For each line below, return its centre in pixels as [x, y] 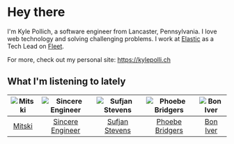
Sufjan [118, 121]
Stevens [117, 130]
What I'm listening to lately [67, 82]
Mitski [23, 126]
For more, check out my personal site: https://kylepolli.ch [89, 59]
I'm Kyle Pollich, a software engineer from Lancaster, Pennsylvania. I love [112, 31]
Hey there [36, 12]
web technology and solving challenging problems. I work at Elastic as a [111, 38]
